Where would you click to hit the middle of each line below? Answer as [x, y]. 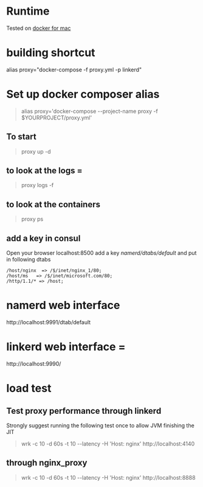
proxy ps [32, 219]
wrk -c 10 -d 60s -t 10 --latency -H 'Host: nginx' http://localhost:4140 [108, 444]
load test [29, 389]
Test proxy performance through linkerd [84, 411]
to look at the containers [53, 204]
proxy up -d [36, 151]
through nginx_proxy [47, 463]
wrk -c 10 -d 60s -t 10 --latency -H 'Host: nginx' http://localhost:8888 [108, 477]
